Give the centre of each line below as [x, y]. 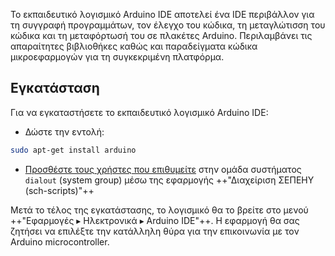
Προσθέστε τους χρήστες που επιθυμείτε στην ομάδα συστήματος [163, 169]
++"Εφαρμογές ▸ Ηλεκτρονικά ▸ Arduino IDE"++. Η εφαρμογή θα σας [155, 220]
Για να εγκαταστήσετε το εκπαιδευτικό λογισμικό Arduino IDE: [139, 112]
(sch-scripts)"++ [59, 190]
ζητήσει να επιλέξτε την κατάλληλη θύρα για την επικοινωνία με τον [155, 231]
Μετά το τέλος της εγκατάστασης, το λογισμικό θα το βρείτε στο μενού [159, 210]
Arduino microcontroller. [60, 241]
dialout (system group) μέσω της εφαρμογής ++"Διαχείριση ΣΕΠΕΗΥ [169, 180]
